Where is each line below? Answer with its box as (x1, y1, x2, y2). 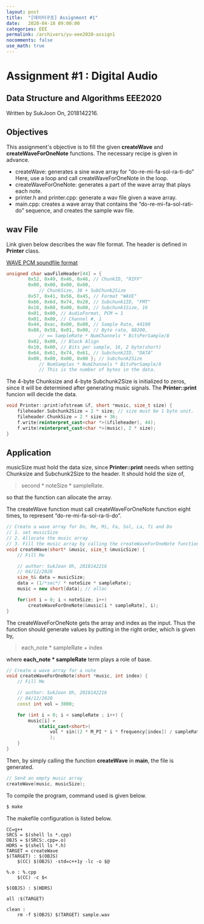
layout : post (6, 9, 39, 15)
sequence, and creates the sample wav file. (25, 206, 135, 214)
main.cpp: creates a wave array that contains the (15, 200, 138, 208)
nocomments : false (6, 37, 53, 43)
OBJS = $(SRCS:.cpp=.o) (6, 837, 67, 843)
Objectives (6, 127, 49, 138)
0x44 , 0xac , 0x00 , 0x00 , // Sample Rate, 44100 (28, 321, 151, 327)
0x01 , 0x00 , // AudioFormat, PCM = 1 (28, 310, 123, 317)
